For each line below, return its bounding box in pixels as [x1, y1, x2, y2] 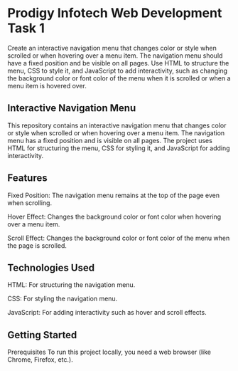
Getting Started [7, 329, 77, 341]
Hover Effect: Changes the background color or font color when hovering [7, 212, 222, 221]
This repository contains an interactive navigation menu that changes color [7, 121, 227, 130]
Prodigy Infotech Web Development [7, 5, 222, 21]
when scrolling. [7, 198, 52, 207]
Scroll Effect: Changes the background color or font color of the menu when [7, 234, 230, 242]
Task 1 [7, 20, 45, 36]
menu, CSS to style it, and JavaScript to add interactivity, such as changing [7, 66, 228, 75]
